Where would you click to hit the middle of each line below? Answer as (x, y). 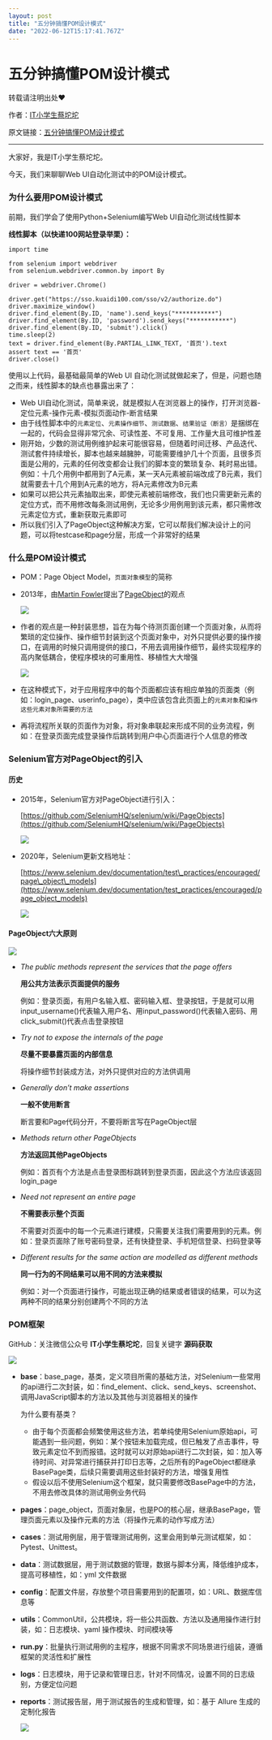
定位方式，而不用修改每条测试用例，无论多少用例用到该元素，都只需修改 (140, 504)
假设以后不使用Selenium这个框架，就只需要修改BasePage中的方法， (146, 1482)
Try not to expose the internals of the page (91, 1037)
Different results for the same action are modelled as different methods (139, 1257)
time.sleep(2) (32, 335)
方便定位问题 (56, 1684)
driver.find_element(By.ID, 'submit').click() (88, 327)
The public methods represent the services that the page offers (126, 967)
